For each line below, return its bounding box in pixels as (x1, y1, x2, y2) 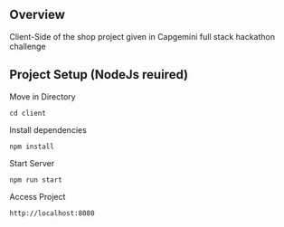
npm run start (9, 175, 63, 184)
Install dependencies (9, 124, 88, 135)
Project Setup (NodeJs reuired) (9, 67, 188, 82)
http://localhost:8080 (9, 208, 95, 218)
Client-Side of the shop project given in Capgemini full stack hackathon (9, 31, 276, 42)
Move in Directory (9, 90, 76, 102)
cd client (9, 109, 47, 118)
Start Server (9, 157, 55, 168)
